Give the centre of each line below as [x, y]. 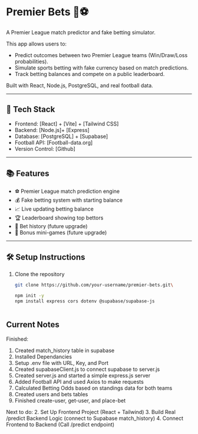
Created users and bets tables [51, 394]
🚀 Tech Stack [31, 109]
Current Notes [33, 325]
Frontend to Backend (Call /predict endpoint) [60, 424]
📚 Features [28, 174]
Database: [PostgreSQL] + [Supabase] [61, 136]
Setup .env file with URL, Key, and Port [62, 363]
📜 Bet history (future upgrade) [51, 226]
